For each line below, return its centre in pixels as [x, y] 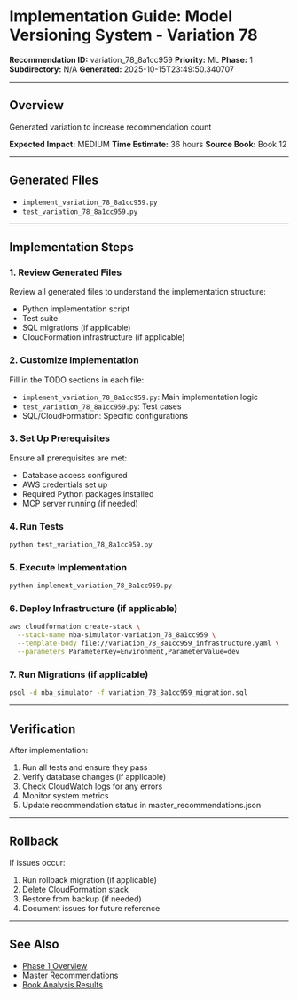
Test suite [40, 319]
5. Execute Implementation [68, 567]
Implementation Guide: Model [121, 16]
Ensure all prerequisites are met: [68, 458]
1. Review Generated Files [66, 272]
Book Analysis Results [63, 984]
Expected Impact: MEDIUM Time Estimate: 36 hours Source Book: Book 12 [148, 144]
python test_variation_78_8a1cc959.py [81, 545]
